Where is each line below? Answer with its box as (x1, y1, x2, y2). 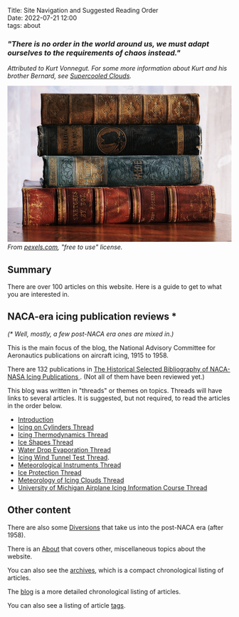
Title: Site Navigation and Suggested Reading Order (7, 6, 159, 14)
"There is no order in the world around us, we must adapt (7, 39, 210, 49)
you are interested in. (7, 290, 70, 299)
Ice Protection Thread (17, 468, 82, 476)
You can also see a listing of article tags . (7, 601, 126, 609)
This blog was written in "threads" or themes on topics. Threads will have (7, 386, 223, 394)
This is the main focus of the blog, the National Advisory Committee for (7, 343, 216, 352)
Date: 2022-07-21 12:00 (7, 14, 77, 22)
